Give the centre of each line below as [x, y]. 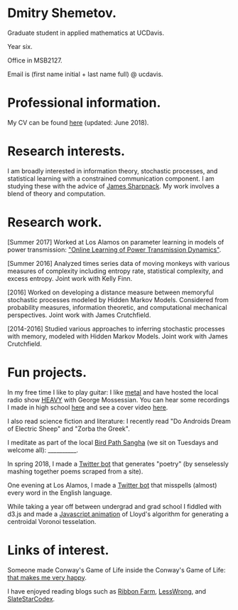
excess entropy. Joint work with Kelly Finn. [70, 278]
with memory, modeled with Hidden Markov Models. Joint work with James [118, 336]
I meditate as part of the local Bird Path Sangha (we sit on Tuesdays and [113, 442]
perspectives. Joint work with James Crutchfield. [79, 315]
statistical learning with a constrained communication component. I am [111, 178]
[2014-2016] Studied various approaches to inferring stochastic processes [116, 328]
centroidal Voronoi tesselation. [52, 521]
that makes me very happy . [47, 577]
